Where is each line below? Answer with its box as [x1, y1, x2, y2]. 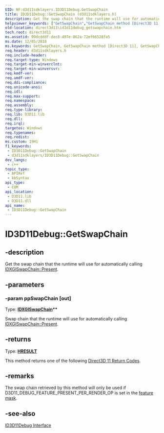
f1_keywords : [5, 144, 32, 149]
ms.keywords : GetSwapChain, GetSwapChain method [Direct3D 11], [5, 44, 139, 48]
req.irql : [5, 121, 25, 126]
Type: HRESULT [5, 348, 38, 354]
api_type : [5, 180, 25, 185]
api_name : [5, 203, 25, 208]
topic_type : [5, 167, 29, 171]
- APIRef [7, 171, 25, 176]
